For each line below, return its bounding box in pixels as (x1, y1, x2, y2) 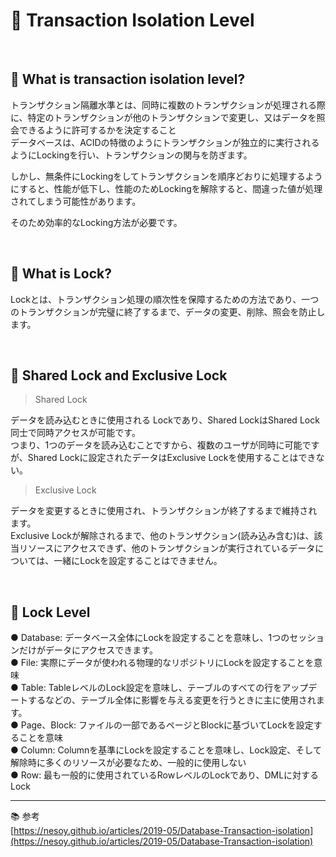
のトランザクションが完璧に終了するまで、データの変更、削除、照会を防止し (10, 305, 326, 318)
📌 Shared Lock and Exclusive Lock (10, 367, 228, 384)
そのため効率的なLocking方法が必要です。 (10, 216, 183, 228)
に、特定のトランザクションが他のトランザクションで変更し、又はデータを (10, 111, 317, 123)
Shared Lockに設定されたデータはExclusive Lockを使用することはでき (27, 452, 317, 464)
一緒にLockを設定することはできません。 (53, 555, 223, 567)
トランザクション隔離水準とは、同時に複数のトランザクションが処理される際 (10, 99, 326, 111)
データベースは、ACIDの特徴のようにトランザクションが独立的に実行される (10, 136, 320, 148)
